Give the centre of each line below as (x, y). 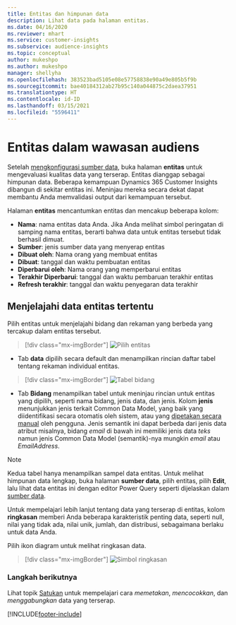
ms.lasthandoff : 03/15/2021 (49, 106)
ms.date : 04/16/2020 (38, 27)
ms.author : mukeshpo (38, 66)
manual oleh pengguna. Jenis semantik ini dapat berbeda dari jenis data (122, 423)
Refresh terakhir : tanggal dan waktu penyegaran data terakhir (108, 284)
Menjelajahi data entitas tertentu (80, 307)
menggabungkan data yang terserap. (61, 600)
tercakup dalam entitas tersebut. (55, 331)
